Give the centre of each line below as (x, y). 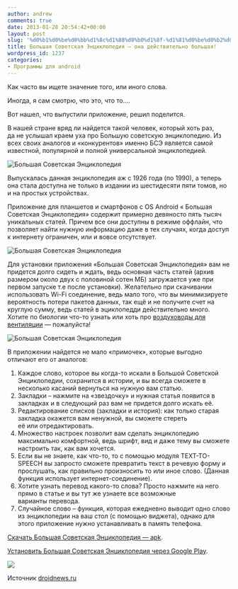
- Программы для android (44, 67)
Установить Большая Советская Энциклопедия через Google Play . (108, 551)
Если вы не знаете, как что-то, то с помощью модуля (98, 456)
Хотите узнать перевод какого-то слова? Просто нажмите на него (118, 486)
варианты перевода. (49, 501)
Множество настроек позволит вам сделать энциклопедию (108, 433)
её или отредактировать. (56, 425)
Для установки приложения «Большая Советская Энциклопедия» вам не (119, 264)
